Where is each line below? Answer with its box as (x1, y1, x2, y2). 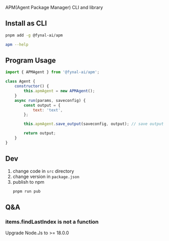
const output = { (24, 102, 60, 108)
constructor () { (14, 84, 50, 89)
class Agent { (5, 79, 36, 84)
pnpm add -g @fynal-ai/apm (5, 33, 63, 38)
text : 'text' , (32, 107, 63, 113)
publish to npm (12, 179, 45, 185)
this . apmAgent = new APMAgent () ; (24, 89, 95, 94)
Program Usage (5, 56, 56, 64)
